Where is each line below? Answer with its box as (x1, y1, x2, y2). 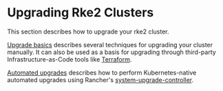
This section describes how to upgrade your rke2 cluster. (7, 27, 170, 36)
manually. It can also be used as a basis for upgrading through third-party (7, 48, 217, 56)
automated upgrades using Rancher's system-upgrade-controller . (7, 75, 194, 83)
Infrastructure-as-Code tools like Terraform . (7, 55, 132, 63)
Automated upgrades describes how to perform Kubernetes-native (7, 68, 197, 77)
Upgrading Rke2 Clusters (7, 5, 154, 21)
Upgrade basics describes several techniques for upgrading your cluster (7, 40, 213, 49)
